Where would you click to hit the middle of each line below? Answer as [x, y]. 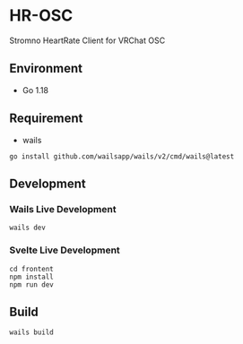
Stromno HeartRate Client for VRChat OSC [87, 40]
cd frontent [31, 269]
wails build [31, 332]
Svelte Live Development [65, 250]
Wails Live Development [63, 209]
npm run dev [31, 284]
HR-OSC [41, 16]
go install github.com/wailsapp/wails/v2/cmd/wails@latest [122, 156]
